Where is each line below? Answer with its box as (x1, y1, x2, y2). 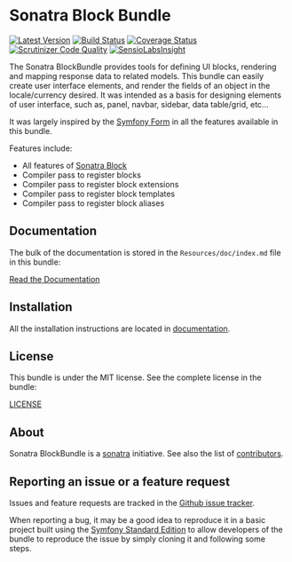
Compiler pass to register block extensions (21, 178, 179, 189)
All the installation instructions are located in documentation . (9, 323, 231, 334)
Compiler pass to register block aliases (21, 197, 165, 209)
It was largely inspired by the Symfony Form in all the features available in (9, 116, 279, 127)
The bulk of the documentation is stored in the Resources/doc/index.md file (9, 247, 281, 257)
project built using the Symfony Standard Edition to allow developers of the (9, 525, 283, 534)
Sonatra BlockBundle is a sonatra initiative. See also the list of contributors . (9, 448, 284, 459)
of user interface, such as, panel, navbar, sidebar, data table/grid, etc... (9, 99, 269, 109)
